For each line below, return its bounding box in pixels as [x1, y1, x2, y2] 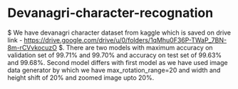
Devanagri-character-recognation [7, 5, 214, 21]
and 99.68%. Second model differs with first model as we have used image [7, 58, 228, 66]
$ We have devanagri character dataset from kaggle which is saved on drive [7, 28, 232, 37]
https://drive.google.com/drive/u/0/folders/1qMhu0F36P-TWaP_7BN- [24, 35, 227, 44]
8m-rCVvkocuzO [7, 43, 57, 52]
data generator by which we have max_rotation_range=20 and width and [7, 66, 221, 74]
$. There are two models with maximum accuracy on [58, 43, 213, 52]
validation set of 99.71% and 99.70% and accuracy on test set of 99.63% [7, 51, 222, 59]
